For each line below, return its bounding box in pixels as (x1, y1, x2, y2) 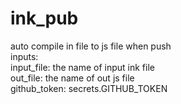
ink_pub (10, 7, 79, 30)
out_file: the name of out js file (10, 72, 135, 84)
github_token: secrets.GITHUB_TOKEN (10, 82, 168, 94)
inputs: (10, 50, 39, 62)
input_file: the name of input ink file (10, 61, 155, 73)
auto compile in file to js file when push (10, 40, 172, 52)
